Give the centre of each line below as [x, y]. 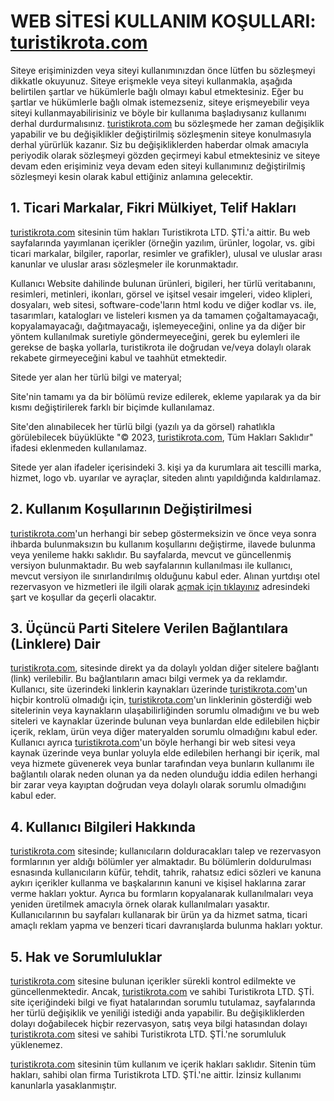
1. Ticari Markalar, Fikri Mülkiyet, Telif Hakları [153, 208]
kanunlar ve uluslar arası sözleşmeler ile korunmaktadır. [124, 264]
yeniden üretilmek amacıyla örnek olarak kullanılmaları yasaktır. [140, 904]
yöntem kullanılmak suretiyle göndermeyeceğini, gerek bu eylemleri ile [155, 336]
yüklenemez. [36, 1044]
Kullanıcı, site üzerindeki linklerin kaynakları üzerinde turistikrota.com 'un [159, 689]
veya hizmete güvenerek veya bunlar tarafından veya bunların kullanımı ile [162, 764]
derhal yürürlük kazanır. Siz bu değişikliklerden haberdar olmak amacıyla [159, 144]
